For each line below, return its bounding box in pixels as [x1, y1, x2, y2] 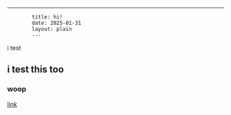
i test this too [7, 63, 64, 76]
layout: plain [32, 25, 72, 32]
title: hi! [32, 14, 63, 21]
